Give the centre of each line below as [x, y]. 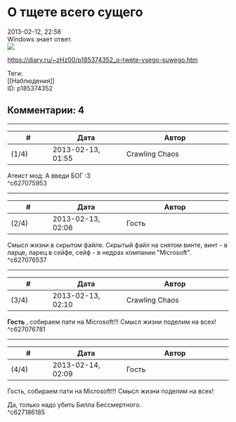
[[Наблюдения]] [31, 81]
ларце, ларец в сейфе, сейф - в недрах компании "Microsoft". [99, 252]
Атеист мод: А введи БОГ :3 [49, 176]
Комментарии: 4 [46, 111]
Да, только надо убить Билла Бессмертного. [74, 404]
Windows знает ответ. [40, 39]
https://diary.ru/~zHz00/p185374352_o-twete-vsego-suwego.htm [103, 60]
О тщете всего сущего [75, 12]
